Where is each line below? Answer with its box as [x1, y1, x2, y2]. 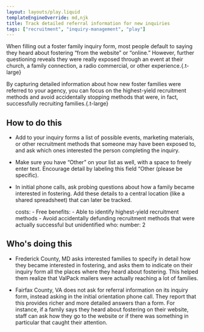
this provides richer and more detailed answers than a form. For [15, 299, 175, 306]
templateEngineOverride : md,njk [6, 15, 88, 21]
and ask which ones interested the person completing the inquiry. [15, 147, 180, 154]
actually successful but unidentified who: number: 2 [15, 221, 146, 229]
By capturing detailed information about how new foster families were [6, 81, 181, 88]
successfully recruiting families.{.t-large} [6, 100, 109, 107]
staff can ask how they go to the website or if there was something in [15, 312, 189, 319]
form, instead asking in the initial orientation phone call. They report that [15, 292, 197, 300]
